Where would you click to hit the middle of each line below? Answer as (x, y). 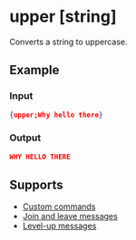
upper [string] (63, 17)
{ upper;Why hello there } (56, 115)
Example (34, 70)
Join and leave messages (70, 216)
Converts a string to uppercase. (69, 42)
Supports (36, 185)
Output (25, 138)
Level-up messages (59, 226)
